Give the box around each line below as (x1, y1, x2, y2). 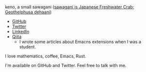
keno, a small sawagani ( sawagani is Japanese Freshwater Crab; (5, 4, 134, 10)
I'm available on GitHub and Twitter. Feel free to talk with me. (5, 62, 127, 68)
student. (19, 44, 36, 49)
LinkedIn (12, 29, 30, 34)
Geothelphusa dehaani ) (5, 9, 52, 15)
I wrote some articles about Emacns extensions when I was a (19, 39, 142, 45)
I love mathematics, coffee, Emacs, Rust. (5, 53, 86, 59)
